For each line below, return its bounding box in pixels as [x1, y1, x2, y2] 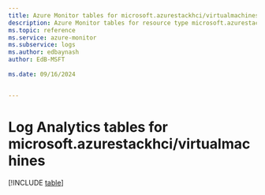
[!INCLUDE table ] [8, 178, 65, 187]
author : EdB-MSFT [8, 56, 65, 64]
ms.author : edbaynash [8, 48, 80, 56]
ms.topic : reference [8, 26, 77, 34]
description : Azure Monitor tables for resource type [8, 19, 189, 27]
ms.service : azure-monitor [8, 33, 97, 42]
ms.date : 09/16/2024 [8, 70, 77, 78]
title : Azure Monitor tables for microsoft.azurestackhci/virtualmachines [8, 11, 259, 20]
